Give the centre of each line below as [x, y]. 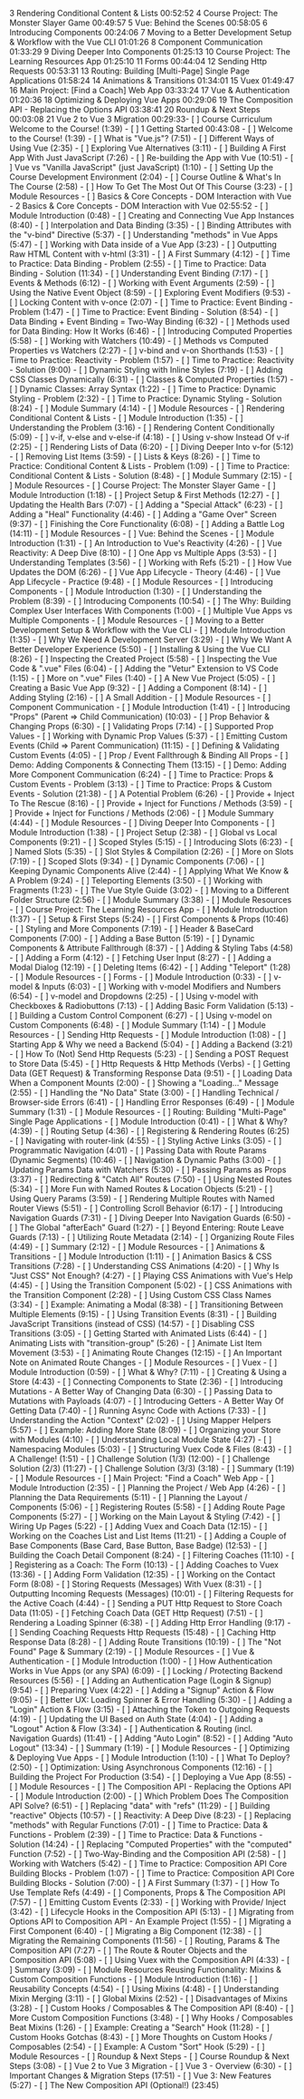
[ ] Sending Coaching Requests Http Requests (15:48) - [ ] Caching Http [143, 1632]
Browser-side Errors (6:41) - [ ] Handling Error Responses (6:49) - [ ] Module [152, 1102]
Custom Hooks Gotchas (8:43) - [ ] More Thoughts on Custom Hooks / [141, 2037]
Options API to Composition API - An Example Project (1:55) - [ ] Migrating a [151, 1921]
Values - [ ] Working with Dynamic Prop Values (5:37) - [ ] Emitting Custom [148, 736]
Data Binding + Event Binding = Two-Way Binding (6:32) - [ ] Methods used [150, 322]
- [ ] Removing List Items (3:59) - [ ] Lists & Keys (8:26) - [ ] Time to [135, 456]
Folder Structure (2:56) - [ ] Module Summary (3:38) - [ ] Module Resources [151, 900]
